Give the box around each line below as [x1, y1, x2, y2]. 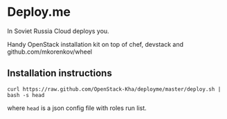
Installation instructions [7, 67, 112, 79]
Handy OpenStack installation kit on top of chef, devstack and [7, 40, 183, 48]
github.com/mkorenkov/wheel [7, 47, 92, 56]
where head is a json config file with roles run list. [7, 104, 147, 112]
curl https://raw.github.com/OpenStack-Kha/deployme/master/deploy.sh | [7, 85, 221, 93]
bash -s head [7, 91, 45, 98]
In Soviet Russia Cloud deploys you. [7, 27, 109, 35]
